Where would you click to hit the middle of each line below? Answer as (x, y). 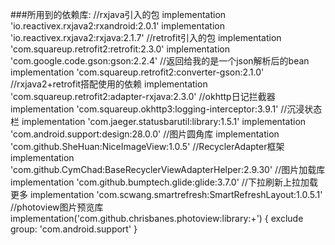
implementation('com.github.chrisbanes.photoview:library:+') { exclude (157, 218)
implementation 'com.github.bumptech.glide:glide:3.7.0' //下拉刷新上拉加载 (164, 182)
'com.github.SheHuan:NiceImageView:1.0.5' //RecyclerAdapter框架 (147, 146)
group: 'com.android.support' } (74, 229)
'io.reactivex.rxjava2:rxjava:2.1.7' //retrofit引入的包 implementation (146, 37)
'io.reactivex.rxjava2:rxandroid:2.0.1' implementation (117, 26)
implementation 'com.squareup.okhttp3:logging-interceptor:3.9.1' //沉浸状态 (166, 109)
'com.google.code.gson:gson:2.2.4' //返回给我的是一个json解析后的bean (160, 61)
